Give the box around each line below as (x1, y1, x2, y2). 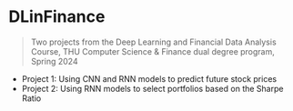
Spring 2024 (30, 55, 78, 66)
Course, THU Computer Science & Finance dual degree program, (30, 45, 275, 56)
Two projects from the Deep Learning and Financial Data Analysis (30, 36, 277, 47)
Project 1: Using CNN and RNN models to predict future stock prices (21, 73, 278, 84)
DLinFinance (8, 6, 106, 27)
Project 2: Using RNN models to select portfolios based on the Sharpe (21, 83, 284, 94)
